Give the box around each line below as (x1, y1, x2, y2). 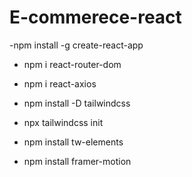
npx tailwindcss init (23, 116, 104, 128)
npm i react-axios (23, 77, 97, 90)
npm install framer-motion (23, 155, 132, 167)
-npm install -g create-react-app (9, 39, 144, 51)
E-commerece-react (9, 6, 182, 29)
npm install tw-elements (23, 136, 124, 148)
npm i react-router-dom (23, 58, 122, 70)
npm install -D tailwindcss (23, 97, 131, 109)
